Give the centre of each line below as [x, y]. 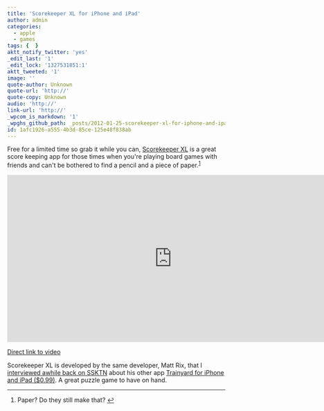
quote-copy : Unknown [37, 98]
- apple [25, 33]
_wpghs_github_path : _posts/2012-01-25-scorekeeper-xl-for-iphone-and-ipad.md [124, 123]
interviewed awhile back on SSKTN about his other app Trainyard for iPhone [116, 373]
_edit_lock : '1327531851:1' [48, 65]
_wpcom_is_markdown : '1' [43, 116]
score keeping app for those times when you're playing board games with [112, 157]
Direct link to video [34, 352]
